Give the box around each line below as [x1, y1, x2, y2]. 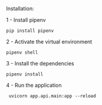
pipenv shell [6, 50, 38, 55]
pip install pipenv [6, 28, 54, 34]
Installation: [6, 5, 34, 12]
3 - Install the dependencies [6, 60, 75, 67]
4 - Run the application [6, 82, 62, 88]
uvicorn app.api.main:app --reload [8, 93, 96, 99]
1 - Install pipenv [6, 17, 46, 23]
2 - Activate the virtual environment [6, 38, 93, 45]
